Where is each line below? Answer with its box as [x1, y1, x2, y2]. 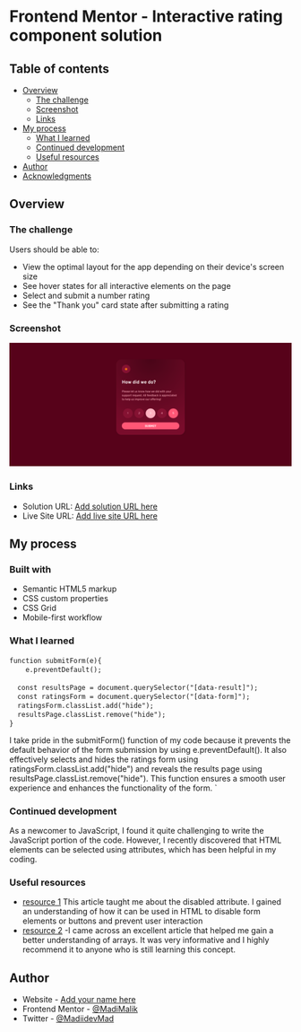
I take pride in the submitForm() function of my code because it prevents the [9, 734, 291, 746]
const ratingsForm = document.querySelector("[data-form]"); [17, 692, 251, 701]
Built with [9, 564, 52, 576]
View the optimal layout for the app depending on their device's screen [21, 261, 285, 272]
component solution [9, 25, 163, 46]
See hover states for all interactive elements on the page [21, 280, 231, 291]
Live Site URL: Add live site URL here [21, 510, 159, 521]
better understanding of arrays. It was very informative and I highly [21, 935, 270, 946]
